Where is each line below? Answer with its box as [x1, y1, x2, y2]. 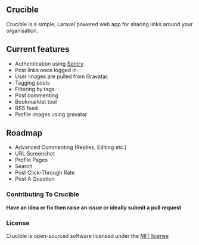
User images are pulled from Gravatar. [14, 73, 109, 80]
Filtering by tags [14, 85, 55, 92]
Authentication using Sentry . [14, 60, 85, 67]
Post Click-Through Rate [14, 169, 75, 176]
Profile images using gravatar [14, 110, 88, 118]
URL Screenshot [14, 150, 55, 157]
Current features [6, 44, 70, 54]
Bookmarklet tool [14, 98, 57, 105]
